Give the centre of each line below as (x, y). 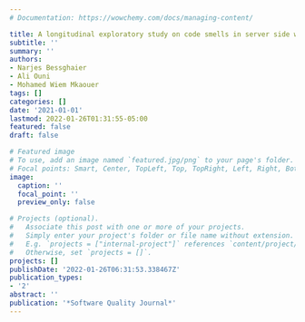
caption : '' (40, 185)
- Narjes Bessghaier (49, 68)
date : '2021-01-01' (46, 110)
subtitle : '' (34, 43)
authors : (26, 60)
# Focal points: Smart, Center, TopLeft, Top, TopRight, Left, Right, (146, 169)
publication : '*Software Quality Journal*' (93, 303)
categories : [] (38, 102)
